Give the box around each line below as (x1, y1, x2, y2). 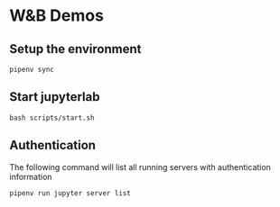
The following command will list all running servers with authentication (9, 161, 271, 172)
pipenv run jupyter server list (9, 188, 131, 198)
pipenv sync (9, 65, 54, 74)
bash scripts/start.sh (9, 113, 95, 122)
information (9, 171, 52, 182)
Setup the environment (9, 41, 142, 57)
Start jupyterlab (9, 89, 100, 104)
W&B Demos (9, 5, 104, 26)
